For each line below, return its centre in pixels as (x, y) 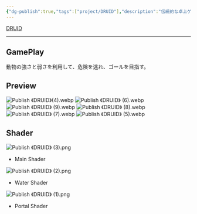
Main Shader (30, 159)
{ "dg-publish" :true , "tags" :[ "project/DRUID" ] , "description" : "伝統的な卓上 (97, 11)
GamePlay (25, 52)
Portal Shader (31, 206)
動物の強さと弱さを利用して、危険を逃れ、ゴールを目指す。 (78, 67)
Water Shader (31, 183)
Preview (21, 86)
